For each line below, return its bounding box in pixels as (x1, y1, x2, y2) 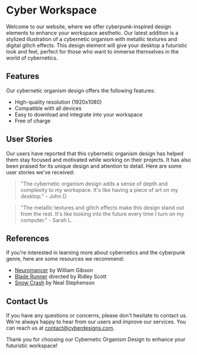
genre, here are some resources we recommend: (6, 256, 125, 263)
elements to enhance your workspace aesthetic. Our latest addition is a (6, 29, 179, 36)
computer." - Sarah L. (20, 216, 73, 224)
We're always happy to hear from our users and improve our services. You (6, 318, 186, 326)
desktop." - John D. (20, 193, 68, 200)
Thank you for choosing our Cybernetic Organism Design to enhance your (6, 336, 186, 343)
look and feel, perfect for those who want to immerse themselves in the (6, 48, 179, 55)
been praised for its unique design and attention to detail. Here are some (6, 162, 182, 170)
